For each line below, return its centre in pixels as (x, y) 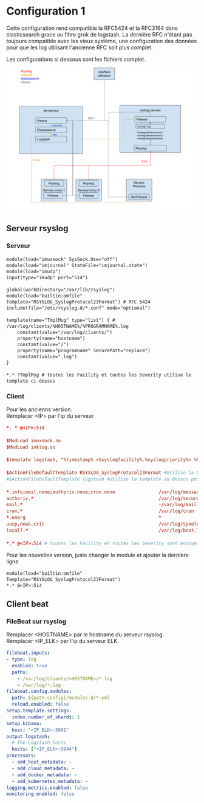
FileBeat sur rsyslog (36, 621)
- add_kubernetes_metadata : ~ (50, 781)
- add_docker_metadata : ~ (45, 775)
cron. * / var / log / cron (100, 511)
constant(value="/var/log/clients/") (65, 332)
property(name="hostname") (51, 338)
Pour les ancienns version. (39, 409)
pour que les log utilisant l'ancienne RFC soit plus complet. (80, 47)
